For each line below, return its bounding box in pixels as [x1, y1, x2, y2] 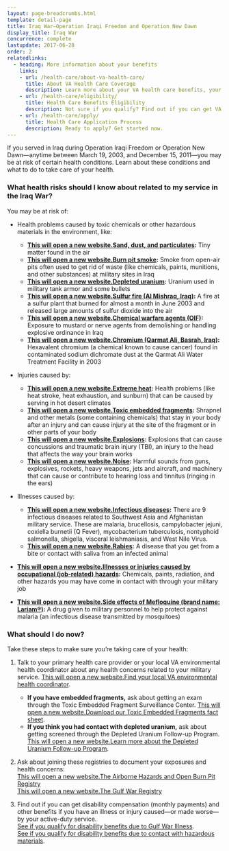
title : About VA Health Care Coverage [25, 80, 136, 87]
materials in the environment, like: [16, 227, 113, 235]
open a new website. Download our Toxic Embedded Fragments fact [27, 708, 219, 716]
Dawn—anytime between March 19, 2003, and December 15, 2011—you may [7, 151, 222, 159]
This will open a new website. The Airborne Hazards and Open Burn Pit [16, 772, 215, 780]
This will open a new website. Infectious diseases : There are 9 [27, 505, 206, 513]
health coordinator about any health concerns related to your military [16, 665, 211, 673]
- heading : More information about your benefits [13, 61, 157, 68]
